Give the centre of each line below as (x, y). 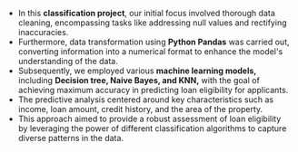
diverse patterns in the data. (71, 138)
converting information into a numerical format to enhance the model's (150, 52)
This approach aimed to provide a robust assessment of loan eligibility (149, 119)
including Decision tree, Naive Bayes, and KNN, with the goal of (139, 80)
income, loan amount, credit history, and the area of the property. (140, 109)
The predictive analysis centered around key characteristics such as (146, 100)
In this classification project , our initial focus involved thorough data (146, 13)
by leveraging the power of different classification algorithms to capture (152, 128)
